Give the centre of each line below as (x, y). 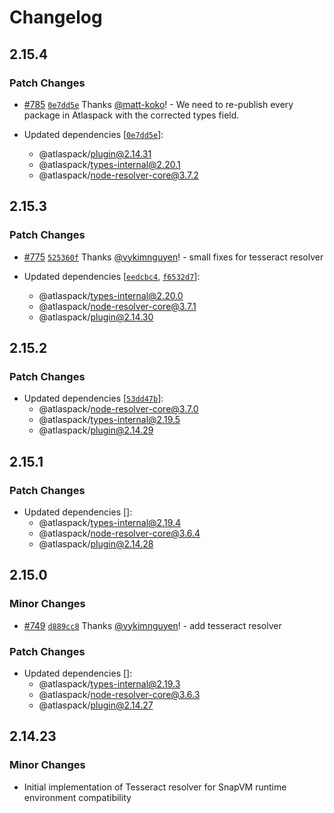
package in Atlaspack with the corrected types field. (131, 115)
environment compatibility (77, 797)
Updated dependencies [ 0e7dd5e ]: (93, 134)
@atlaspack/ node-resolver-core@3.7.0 (118, 409)
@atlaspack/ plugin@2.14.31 (95, 153)
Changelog (56, 17)
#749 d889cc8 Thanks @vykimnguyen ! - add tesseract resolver (152, 625)
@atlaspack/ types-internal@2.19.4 (110, 522)
